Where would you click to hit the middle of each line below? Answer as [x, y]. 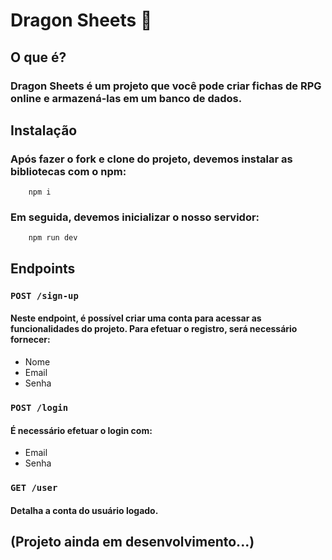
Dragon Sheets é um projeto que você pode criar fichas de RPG [166, 86]
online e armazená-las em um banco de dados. [126, 98]
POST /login [39, 407]
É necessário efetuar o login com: [81, 430]
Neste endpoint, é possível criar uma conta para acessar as [136, 318]
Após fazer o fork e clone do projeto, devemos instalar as [151, 159]
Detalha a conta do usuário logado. [84, 510]
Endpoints [43, 268]
